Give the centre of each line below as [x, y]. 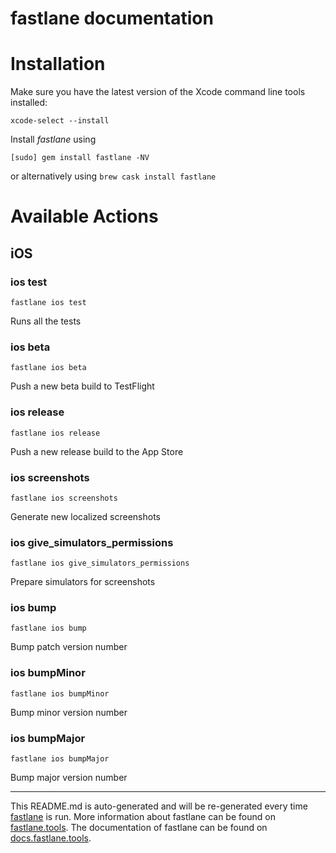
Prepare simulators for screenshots [83, 582]
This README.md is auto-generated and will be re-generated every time [159, 806]
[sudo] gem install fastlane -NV [80, 158]
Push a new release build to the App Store [97, 451]
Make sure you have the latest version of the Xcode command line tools [158, 92]
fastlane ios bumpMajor [60, 759]
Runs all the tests [46, 321]
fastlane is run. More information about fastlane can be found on [143, 817]
